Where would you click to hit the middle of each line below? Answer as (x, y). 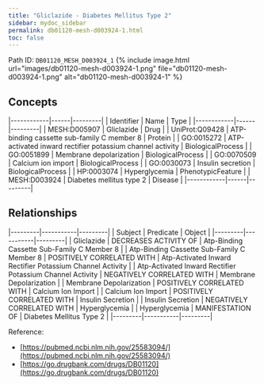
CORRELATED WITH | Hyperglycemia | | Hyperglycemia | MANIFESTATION (130, 308)
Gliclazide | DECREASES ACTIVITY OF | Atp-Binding (158, 240)
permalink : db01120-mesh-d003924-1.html (76, 30)
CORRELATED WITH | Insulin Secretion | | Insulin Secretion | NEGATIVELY (128, 299)
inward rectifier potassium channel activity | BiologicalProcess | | (146, 147)
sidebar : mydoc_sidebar (48, 23)
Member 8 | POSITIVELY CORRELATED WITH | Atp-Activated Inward (120, 257)
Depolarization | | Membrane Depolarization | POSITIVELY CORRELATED (126, 283)
